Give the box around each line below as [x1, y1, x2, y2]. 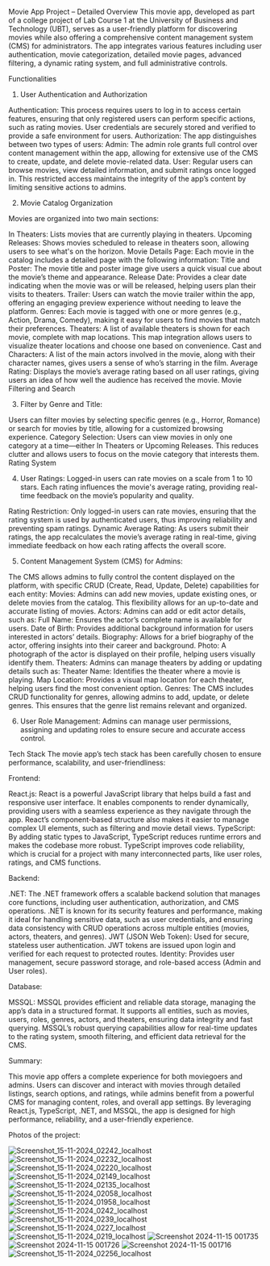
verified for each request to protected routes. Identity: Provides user [8, 949, 235, 958]
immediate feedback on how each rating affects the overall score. [8, 541, 226, 550]
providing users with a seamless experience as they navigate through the [8, 807, 251, 815]
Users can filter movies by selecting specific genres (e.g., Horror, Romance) [8, 415, 260, 425]
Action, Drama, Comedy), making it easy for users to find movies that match [8, 315, 260, 325]
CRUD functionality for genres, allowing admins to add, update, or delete [8, 692, 250, 702]
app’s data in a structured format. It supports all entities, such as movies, [8, 1006, 250, 1016]
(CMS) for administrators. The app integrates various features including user [8, 41, 262, 51]
